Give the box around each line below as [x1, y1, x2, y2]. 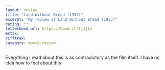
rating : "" [5, 21, 29, 27]
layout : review [5, 7, 38, 13]
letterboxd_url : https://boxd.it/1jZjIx [5, 26, 93, 31]
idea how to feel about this [5, 59, 61, 66]
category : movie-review [5, 41, 56, 46]
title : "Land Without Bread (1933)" [5, 12, 83, 17]
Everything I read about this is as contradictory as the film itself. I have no [5, 54, 160, 60]
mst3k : [5, 31, 19, 36]
